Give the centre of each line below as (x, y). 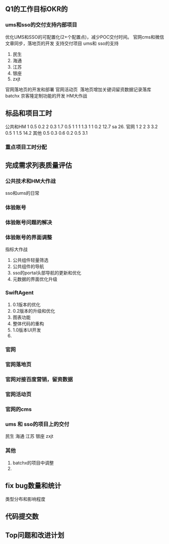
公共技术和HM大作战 (30, 181)
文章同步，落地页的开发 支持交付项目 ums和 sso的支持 (62, 43)
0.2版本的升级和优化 (34, 311)
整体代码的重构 (28, 323)
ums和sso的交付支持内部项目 (41, 25)
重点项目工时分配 (26, 147)
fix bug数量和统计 (33, 486)
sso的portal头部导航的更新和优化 (47, 273)
